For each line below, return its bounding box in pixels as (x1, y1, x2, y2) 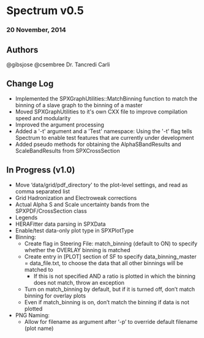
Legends (15, 213, 38, 221)
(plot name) (24, 325, 54, 332)
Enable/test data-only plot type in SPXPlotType (15, 226, 134, 234)
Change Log (6, 79, 54, 89)
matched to (24, 266, 53, 273)
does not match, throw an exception (33, 278, 124, 286)
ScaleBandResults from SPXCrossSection (15, 147, 121, 154)
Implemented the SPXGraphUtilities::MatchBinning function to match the (15, 94, 198, 102)
